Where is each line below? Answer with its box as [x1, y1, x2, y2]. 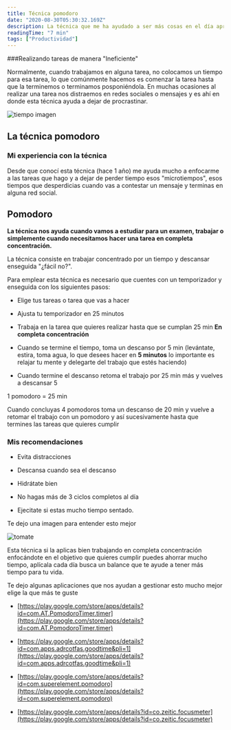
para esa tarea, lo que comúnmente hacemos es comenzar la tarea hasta [7, 75, 214, 83]
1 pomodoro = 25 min [7, 391, 67, 400]
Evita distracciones [16, 452, 71, 461]
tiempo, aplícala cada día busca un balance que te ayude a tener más [7, 560, 204, 568]
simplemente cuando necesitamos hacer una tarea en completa [7, 234, 193, 242]
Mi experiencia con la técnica [7, 151, 107, 160]
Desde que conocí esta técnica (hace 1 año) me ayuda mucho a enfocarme [7, 167, 220, 175]
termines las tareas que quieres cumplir [7, 420, 120, 428]
